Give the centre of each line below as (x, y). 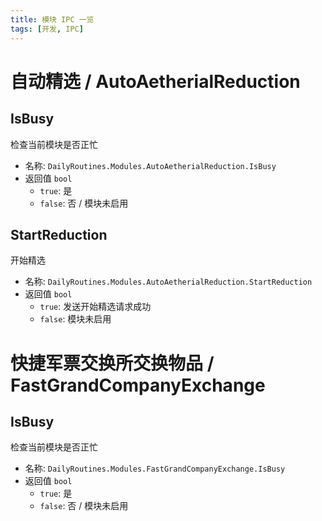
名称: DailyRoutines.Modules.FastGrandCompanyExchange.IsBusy (155, 468)
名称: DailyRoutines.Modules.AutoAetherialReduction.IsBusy (150, 165)
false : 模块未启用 (75, 319)
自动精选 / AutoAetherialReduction (155, 81)
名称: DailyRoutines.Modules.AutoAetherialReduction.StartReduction (168, 282)
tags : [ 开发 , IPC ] (47, 29)
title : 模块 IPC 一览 (52, 19)
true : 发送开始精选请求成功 (95, 307)
